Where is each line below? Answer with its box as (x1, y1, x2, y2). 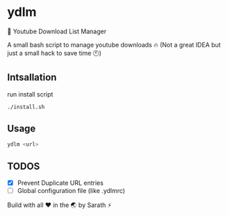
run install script (7, 90, 54, 98)
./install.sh (7, 103, 45, 110)
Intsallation (7, 72, 57, 83)
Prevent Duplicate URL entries (17, 178, 104, 188)
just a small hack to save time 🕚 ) (7, 49, 102, 57)
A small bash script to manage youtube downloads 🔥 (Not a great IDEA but (7, 40, 221, 49)
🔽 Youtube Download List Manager (7, 27, 106, 35)
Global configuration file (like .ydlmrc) (17, 187, 125, 195)
